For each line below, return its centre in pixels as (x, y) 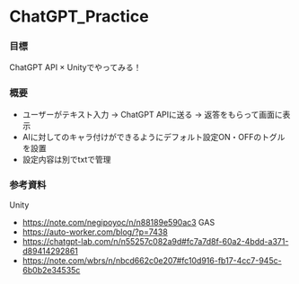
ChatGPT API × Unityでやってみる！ (75, 67)
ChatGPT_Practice (79, 17)
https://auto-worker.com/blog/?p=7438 (95, 232)
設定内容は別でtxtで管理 (66, 159)
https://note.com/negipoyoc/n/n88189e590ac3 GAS (119, 223)
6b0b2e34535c (51, 271)
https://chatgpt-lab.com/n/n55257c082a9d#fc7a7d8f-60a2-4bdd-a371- (155, 242)
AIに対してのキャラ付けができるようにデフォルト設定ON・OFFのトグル (154, 137)
